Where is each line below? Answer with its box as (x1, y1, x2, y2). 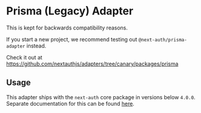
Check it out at (6, 53, 43, 61)
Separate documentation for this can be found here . (6, 100, 135, 107)
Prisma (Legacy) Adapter (6, 4, 134, 18)
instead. (26, 42, 47, 49)
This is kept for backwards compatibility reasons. (6, 24, 128, 31)
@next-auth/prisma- (138, 37, 187, 43)
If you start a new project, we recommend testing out (6, 35, 137, 43)
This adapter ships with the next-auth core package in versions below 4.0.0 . (6, 93, 196, 100)
